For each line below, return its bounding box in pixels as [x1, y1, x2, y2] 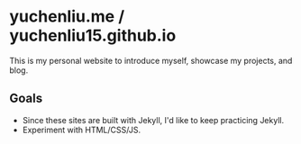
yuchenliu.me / [9, 6, 124, 27]
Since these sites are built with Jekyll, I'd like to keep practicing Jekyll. [22, 114, 285, 125]
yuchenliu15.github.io [9, 25, 177, 46]
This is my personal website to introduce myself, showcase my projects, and [9, 55, 293, 66]
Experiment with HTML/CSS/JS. [22, 124, 141, 135]
